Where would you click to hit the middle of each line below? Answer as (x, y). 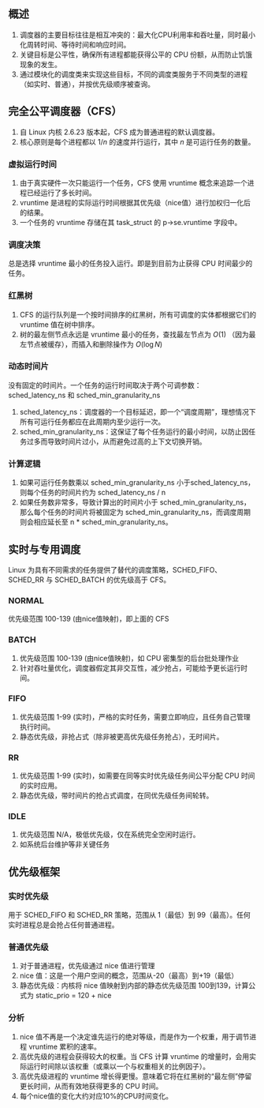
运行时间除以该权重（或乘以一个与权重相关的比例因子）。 (118, 1066)
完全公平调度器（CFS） (65, 112)
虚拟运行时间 (33, 164)
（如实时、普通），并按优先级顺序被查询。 (87, 84)
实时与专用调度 (45, 549)
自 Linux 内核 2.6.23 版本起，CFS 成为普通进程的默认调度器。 (119, 132)
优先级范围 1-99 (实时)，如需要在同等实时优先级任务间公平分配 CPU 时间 (137, 776)
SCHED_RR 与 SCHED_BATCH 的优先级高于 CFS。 (89, 580)
